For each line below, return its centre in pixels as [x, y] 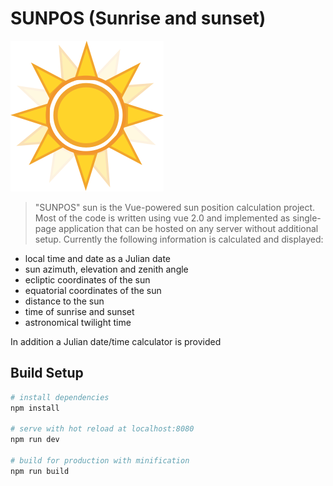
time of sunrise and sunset [79, 311]
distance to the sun [64, 301]
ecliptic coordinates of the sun [87, 279]
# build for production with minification [100, 461]
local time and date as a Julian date [98, 258]
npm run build [40, 471]
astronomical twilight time [78, 322]
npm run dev [35, 440]
